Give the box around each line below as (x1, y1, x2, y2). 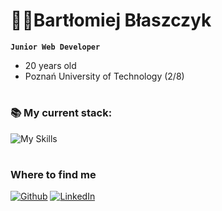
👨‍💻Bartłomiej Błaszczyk (10, 9, 212, 32)
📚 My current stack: (10, 106, 113, 120)
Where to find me (10, 167, 97, 181)
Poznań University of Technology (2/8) (24, 70, 185, 82)
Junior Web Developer (10, 42, 101, 52)
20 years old (24, 59, 77, 71)
